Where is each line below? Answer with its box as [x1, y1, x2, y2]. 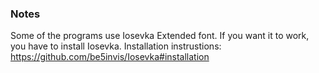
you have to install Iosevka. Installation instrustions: [10, 40, 222, 52]
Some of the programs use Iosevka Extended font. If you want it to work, [10, 30, 310, 42]
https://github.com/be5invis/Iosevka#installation [10, 51, 210, 63]
